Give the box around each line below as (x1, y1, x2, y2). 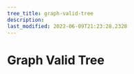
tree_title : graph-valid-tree (7, 10, 94, 17)
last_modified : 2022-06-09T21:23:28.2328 (7, 23, 128, 29)
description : (7, 16, 45, 23)
